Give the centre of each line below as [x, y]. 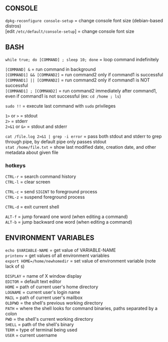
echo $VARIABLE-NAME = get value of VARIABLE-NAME [61, 250]
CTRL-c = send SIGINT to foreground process [51, 191]
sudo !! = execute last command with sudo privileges [60, 106]
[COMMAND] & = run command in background [51, 69]
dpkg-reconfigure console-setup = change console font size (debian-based [84, 20]
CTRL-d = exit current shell [32, 206]
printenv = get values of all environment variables [57, 255]
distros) [13, 26]
